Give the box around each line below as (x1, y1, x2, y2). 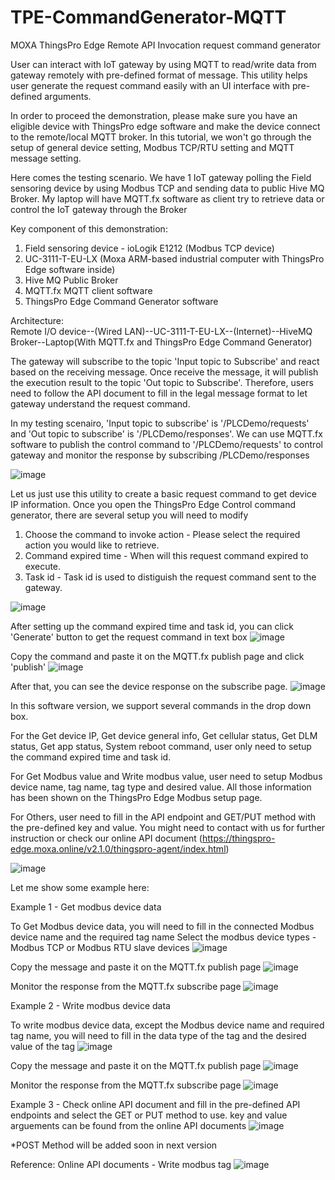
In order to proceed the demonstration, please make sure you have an (10, 109, 298, 121)
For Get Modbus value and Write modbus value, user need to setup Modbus (10, 770, 323, 782)
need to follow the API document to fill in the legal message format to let (10, 387, 308, 399)
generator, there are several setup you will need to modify (10, 509, 249, 521)
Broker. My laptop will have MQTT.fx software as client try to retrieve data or (10, 192, 325, 205)
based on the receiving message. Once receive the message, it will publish (10, 366, 319, 378)
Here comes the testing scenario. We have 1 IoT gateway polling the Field (10, 171, 312, 183)
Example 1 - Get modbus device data (10, 901, 162, 913)
